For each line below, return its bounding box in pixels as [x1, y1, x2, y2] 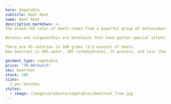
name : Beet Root [5, 17, 40, 22]
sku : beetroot [5, 68, 36, 73]
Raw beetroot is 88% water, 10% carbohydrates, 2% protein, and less [5, 49, 156, 54]
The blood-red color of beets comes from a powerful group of [5, 26, 140, 31]
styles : [5, 86, 22, 91]
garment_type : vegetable [5, 58, 58, 63]
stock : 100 [5, 72, 28, 77]
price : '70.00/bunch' [5, 63, 51, 68]
